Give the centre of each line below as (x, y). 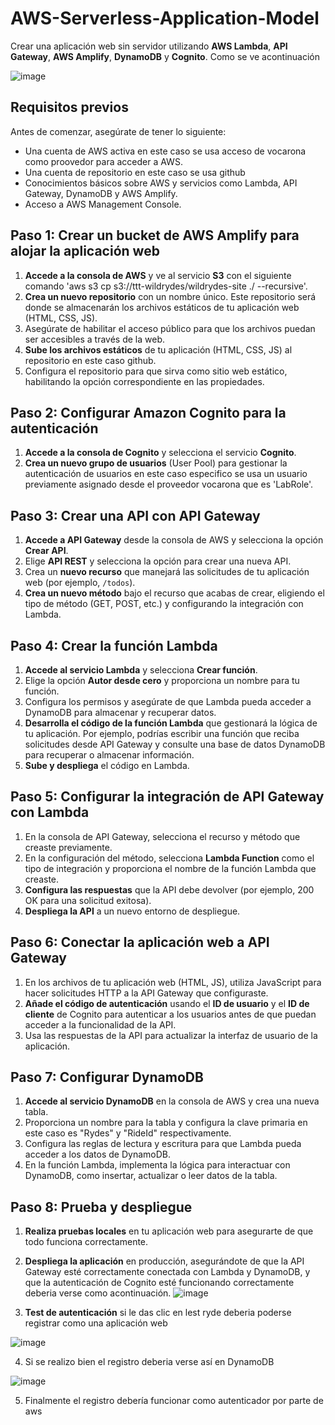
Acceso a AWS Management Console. (103, 204)
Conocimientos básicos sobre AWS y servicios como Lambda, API (161, 183)
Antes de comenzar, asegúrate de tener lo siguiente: (118, 131)
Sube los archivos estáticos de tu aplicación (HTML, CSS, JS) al (158, 349)
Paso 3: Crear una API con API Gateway (135, 515)
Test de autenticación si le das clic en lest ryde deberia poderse (158, 1313)
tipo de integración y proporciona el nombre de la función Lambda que (170, 868)
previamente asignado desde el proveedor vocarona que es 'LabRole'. (169, 484)
